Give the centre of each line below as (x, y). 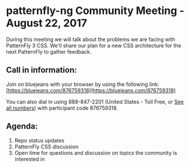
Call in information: (42, 70)
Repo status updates (39, 140)
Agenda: (22, 126)
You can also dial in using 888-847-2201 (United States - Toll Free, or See (95, 102)
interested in (30, 159)
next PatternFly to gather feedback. (49, 51)
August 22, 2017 (47, 23)
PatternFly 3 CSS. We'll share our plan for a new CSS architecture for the (94, 46)
